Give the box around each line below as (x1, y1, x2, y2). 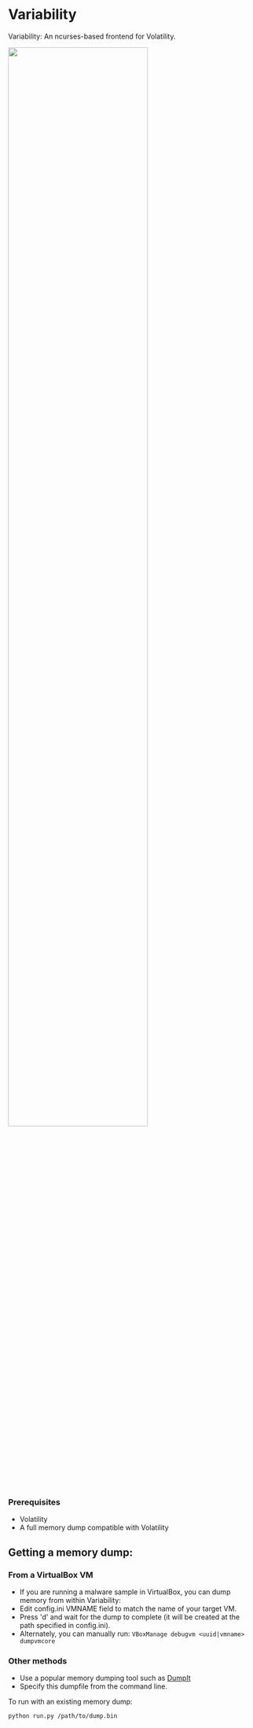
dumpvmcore (19, 1637, 56, 1645)
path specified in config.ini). (19, 1620, 111, 1630)
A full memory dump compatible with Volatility (19, 1523, 169, 1532)
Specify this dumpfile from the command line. (19, 1682, 167, 1691)
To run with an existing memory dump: (8, 1697, 133, 1707)
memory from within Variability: (19, 1595, 122, 1604)
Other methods (8, 1655, 68, 1666)
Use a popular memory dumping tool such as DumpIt (19, 1674, 191, 1683)
